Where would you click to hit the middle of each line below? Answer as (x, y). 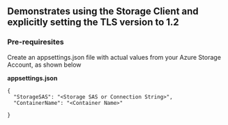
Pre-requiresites (36, 42)
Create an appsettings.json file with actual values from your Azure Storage (114, 57)
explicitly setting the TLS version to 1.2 (93, 23)
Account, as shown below (44, 65)
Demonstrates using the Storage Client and (103, 11)
